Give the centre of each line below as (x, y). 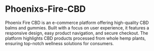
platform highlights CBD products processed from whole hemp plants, (76, 38)
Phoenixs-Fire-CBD (45, 9)
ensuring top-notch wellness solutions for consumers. (59, 43)
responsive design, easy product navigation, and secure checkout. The (77, 33)
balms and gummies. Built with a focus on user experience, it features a (77, 27)
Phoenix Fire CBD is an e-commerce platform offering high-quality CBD (77, 23)
